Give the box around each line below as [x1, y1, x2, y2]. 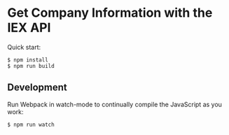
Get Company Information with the [7, 5, 213, 21]
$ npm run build [7, 62, 55, 69]
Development [7, 82, 68, 94]
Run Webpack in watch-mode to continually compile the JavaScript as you [7, 100, 223, 108]
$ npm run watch [7, 121, 55, 128]
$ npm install [7, 56, 49, 64]
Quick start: [7, 43, 41, 51]
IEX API [7, 20, 51, 36]
